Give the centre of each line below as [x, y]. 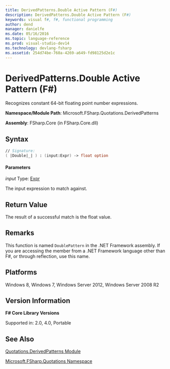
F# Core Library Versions [32, 313]
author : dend [19, 24]
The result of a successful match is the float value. [58, 217]
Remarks [20, 233]
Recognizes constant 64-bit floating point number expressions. [72, 103]
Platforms [21, 273]
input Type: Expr [22, 179]
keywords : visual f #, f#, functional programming [59, 19]
